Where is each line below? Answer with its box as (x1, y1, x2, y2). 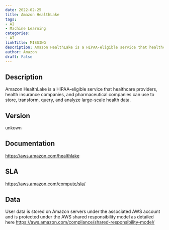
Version (5, 111, 30, 120)
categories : (5, 31, 30, 36)
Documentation (5, 139, 55, 148)
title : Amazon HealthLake (5, 12, 59, 17)
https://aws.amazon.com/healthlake (5, 152, 79, 159)
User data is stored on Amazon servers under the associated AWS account (5, 208, 160, 214)
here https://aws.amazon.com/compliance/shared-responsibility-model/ (5, 219, 155, 225)
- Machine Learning (5, 26, 46, 31)
